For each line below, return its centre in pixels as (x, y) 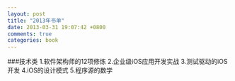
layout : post (27, 14)
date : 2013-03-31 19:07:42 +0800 (57, 27)
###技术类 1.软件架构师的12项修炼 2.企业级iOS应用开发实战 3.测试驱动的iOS (117, 62)
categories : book (33, 40)
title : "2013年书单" (36, 21)
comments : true (30, 34)
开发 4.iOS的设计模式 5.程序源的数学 (60, 70)
